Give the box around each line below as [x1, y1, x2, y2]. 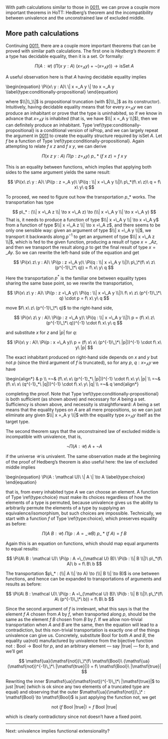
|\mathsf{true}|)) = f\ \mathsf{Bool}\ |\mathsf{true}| [55, 663, 162, 669]
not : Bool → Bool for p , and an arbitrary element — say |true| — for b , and [5, 642, 159, 649]
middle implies [5, 464, 35, 470]
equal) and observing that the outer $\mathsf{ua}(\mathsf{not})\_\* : [5, 688, 146, 694]
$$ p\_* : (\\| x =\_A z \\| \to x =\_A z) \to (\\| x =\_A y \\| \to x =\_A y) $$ [12, 209, 157, 214]
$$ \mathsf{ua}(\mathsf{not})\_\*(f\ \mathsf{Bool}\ [18, 657, 123, 664]
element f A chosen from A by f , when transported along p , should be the [5, 611, 156, 617]
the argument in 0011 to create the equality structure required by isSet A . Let [5, 132, 163, 139]
